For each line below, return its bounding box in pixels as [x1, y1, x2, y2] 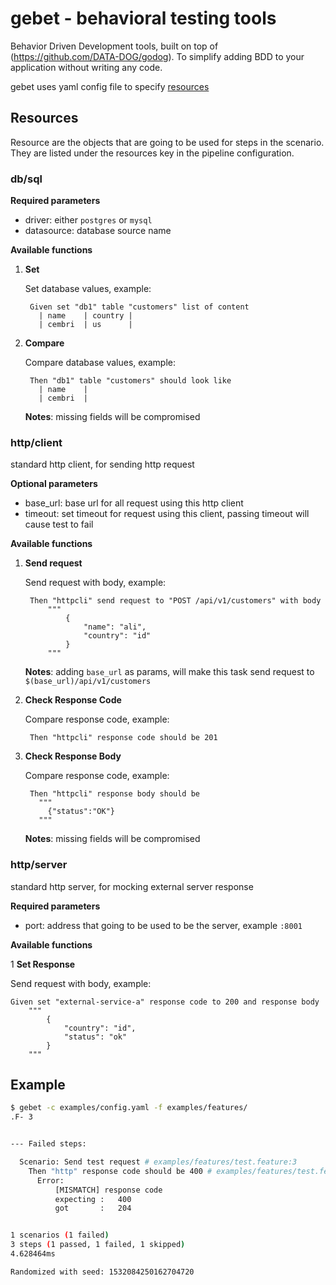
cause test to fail [24, 518, 94, 531]
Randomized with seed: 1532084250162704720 [10, 1267, 195, 1277]
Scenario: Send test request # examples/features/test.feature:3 [19, 1157, 298, 1167]
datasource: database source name [24, 225, 172, 237]
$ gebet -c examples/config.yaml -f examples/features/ [10, 1103, 248, 1113]
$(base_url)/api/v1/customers [24, 677, 152, 687]
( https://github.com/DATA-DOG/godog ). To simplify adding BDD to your [10, 50, 305, 62]
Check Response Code [24, 694, 122, 706]
